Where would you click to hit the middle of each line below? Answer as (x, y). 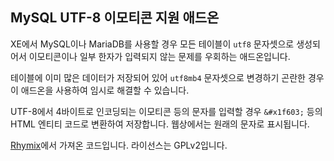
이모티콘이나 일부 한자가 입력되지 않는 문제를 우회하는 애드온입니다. (159, 56)
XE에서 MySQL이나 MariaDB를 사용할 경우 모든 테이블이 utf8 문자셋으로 (152, 44)
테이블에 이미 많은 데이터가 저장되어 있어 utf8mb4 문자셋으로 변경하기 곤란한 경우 (167, 77)
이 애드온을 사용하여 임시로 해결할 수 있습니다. (100, 90)
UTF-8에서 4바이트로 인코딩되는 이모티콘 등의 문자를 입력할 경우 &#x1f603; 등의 (166, 111)
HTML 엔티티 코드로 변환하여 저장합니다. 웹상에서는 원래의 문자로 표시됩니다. (160, 124)
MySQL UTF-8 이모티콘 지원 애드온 (115, 18)
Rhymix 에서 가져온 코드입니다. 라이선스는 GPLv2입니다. (119, 145)
